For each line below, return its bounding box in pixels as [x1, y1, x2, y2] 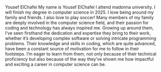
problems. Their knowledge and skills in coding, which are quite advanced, [5, 41, 156, 46]
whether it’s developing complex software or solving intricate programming [5, 35, 157, 41]
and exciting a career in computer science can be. [5, 61, 106, 67]
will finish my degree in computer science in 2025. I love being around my [5, 9, 154, 15]
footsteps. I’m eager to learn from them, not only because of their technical [5, 51, 157, 57]
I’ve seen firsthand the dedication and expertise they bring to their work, [5, 30, 151, 36]
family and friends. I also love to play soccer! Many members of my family [5, 15, 154, 20]
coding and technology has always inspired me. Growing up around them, [5, 25, 154, 31]
